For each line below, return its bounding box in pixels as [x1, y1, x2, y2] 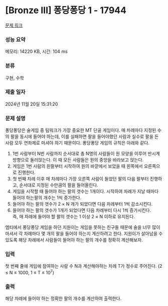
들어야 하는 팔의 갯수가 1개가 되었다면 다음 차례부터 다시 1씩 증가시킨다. [12, 207, 151, 213]
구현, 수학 [5, 75, 24, 81]
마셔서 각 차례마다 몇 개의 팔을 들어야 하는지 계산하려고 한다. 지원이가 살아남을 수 [5, 230, 163, 237]
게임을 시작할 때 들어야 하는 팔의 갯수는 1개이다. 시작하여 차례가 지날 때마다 [12, 189, 159, 195]
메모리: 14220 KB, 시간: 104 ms [5, 48, 68, 54]
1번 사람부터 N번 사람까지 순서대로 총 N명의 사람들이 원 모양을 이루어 [12, 151, 147, 157]
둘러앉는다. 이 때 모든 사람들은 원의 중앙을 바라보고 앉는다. [30, 157, 144, 163]
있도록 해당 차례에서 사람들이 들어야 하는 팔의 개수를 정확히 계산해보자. [5, 237, 143, 243]
